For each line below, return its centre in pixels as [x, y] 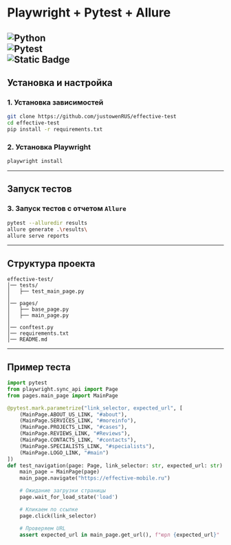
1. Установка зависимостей [55, 102]
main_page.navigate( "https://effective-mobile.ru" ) [95, 478]
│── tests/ [23, 286]
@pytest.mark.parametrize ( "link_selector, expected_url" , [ [95, 408]
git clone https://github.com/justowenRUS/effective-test [92, 117]
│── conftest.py [30, 328]
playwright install [35, 162]
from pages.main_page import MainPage [63, 396]
